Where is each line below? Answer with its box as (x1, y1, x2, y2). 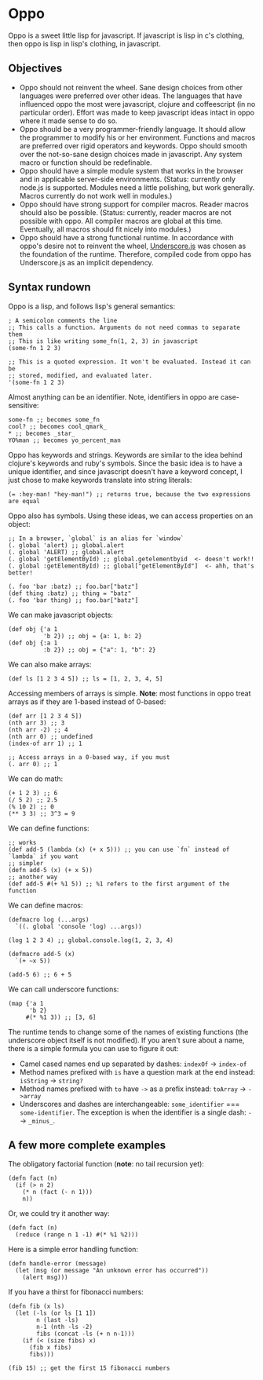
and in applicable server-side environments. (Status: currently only (19, 174, 236, 184)
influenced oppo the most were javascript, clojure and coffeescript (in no (19, 99, 256, 108)
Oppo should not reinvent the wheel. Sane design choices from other (19, 82, 243, 92)
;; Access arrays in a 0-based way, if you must (8, 753, 170, 761)
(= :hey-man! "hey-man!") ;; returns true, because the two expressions (8, 490, 251, 498)
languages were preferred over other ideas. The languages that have (19, 91, 243, 100)
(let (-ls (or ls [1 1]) (15, 1309, 97, 1317)
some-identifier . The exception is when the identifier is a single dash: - (19, 1108, 253, 1117)
